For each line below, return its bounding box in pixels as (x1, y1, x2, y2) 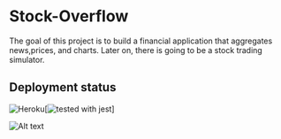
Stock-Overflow (9, 6, 129, 27)
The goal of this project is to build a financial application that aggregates (9, 35, 273, 46)
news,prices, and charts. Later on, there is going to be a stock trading (9, 44, 262, 55)
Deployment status (9, 80, 117, 95)
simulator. (9, 54, 45, 65)
